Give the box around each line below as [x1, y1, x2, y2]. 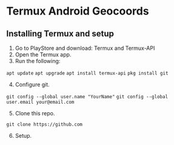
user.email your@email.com [6, 99, 75, 105]
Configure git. [15, 81, 50, 88]
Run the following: [15, 58, 61, 64]
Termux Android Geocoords [6, 4, 150, 18]
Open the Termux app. [15, 51, 72, 58]
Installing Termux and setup [6, 29, 114, 39]
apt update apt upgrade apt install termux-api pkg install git [6, 70, 169, 76]
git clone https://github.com [6, 121, 83, 127]
